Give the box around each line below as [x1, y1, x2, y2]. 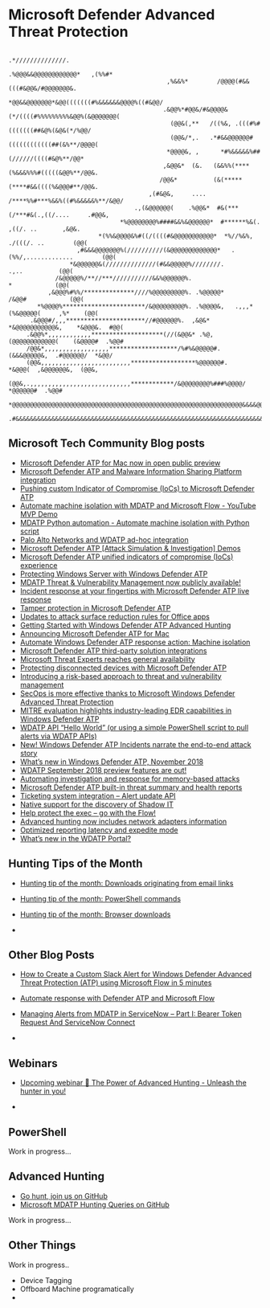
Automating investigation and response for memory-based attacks [19, 774, 240, 783]
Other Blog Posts [8, 948, 95, 962]
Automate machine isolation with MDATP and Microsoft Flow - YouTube [19, 501, 256, 510]
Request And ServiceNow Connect [19, 1018, 136, 1028]
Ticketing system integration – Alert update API [19, 791, 176, 800]
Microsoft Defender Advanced [8, 6, 215, 24]
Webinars [8, 1057, 58, 1070]
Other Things [8, 1239, 76, 1253]
